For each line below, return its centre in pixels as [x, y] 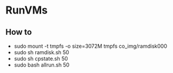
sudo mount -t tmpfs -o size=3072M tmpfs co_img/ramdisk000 [91, 46]
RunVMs [27, 10]
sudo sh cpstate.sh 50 [41, 59]
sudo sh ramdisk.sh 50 [42, 52]
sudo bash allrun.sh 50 [42, 65]
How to [19, 32]
